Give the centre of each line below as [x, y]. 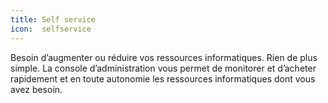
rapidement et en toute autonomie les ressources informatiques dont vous [163, 78]
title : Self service [53, 19]
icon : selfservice [51, 29]
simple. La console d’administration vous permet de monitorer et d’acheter [163, 68]
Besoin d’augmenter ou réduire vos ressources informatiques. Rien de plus [164, 57]
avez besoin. [36, 89]
